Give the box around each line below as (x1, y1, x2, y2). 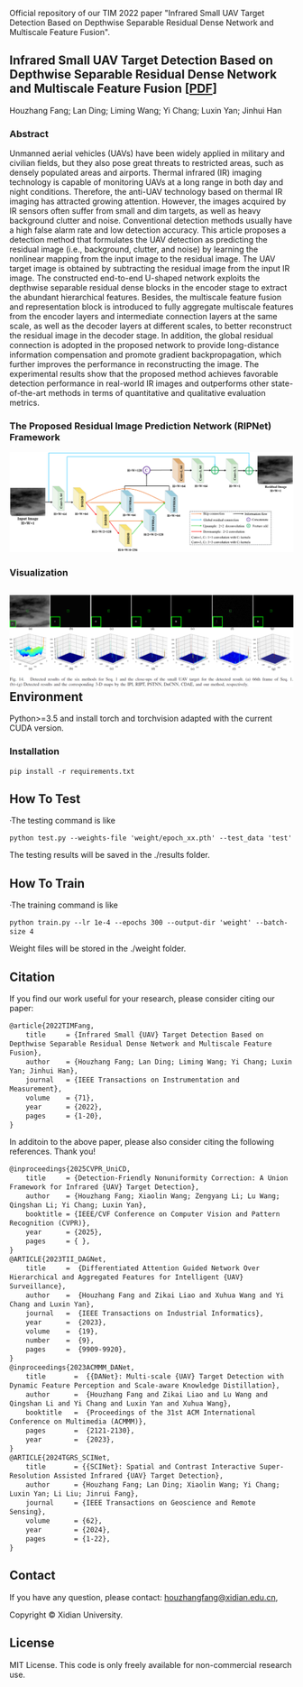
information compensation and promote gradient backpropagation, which (9, 349, 282, 360)
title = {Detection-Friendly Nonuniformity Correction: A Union (25, 1173, 289, 1183)
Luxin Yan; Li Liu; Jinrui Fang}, (9, 1489, 140, 1498)
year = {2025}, (25, 1227, 103, 1237)
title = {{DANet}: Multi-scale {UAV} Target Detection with (25, 1371, 284, 1381)
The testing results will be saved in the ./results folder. (9, 850, 210, 861)
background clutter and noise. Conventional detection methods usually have (9, 216, 293, 226)
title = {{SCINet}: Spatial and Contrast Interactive (25, 1461, 256, 1471)
